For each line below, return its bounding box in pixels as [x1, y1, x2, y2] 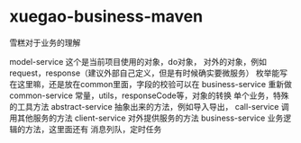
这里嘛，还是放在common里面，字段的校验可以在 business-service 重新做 [16, 78, 293, 89]
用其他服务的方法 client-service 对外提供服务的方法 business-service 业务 [9, 112, 284, 123]
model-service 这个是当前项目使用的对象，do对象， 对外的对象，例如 [9, 56, 268, 67]
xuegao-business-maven [9, 6, 204, 27]
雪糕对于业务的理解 [9, 37, 81, 48]
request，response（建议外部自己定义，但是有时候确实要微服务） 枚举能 [9, 67, 280, 78]
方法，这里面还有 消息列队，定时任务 [24, 123, 162, 134]
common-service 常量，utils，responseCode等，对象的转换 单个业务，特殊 [9, 90, 290, 101]
